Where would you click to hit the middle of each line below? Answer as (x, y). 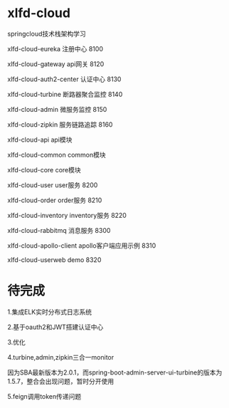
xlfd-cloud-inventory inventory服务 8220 (67, 215)
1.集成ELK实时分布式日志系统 (50, 312)
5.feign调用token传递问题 (44, 396)
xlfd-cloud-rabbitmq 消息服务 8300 (59, 230)
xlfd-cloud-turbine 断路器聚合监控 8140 (65, 94)
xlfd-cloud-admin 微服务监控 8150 (57, 109)
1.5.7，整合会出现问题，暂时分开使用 (61, 381)
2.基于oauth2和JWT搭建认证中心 (55, 327)
